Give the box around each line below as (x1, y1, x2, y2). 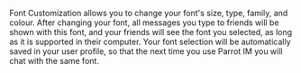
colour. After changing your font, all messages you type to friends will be (9, 17, 279, 28)
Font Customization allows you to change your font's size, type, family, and (9, 8, 288, 18)
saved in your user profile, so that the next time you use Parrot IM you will (9, 46, 283, 57)
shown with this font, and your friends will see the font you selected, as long (9, 27, 293, 37)
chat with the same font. (9, 56, 99, 66)
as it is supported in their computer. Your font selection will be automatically (9, 36, 291, 47)
